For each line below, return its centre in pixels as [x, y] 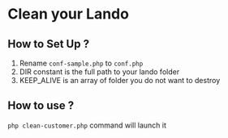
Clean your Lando [68, 14]
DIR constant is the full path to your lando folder [99, 72]
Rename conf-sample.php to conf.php [81, 63]
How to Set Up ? [49, 44]
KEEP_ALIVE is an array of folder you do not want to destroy [120, 80]
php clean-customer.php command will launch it [87, 125]
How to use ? [41, 106]
